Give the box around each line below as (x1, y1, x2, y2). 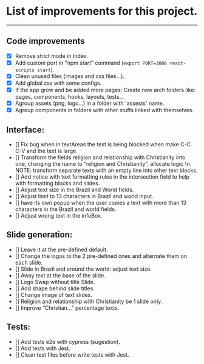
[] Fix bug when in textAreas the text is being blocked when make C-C (15, 141, 191, 148)
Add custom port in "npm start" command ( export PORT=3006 (15, 59, 168, 66)
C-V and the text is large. (15, 148, 78, 154)
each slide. (15, 259, 43, 266)
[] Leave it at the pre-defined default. (15, 246, 108, 253)
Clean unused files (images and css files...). (15, 72, 124, 80)
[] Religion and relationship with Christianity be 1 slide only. (15, 298, 163, 305)
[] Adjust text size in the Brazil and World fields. (15, 186, 134, 193)
